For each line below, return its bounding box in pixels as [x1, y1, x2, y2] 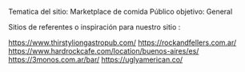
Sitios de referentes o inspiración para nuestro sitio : [8, 22, 181, 31]
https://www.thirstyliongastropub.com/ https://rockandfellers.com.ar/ [8, 38, 237, 47]
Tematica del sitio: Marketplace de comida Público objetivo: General [8, 7, 233, 16]
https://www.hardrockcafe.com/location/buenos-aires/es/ [8, 46, 199, 55]
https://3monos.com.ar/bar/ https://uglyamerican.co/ [8, 55, 183, 64]
